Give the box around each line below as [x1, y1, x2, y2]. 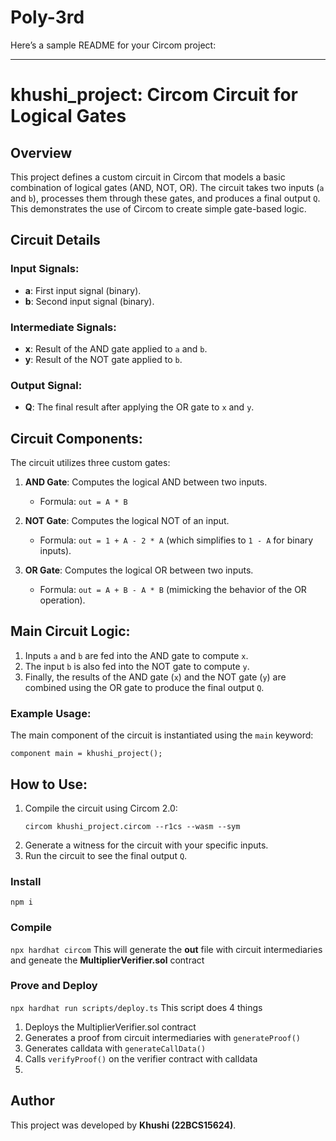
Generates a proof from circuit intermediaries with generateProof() [24, 1031, 301, 1043]
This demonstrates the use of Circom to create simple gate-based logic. [10, 202, 307, 215]
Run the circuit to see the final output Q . [24, 849, 188, 861]
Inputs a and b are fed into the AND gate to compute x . [24, 649, 249, 661]
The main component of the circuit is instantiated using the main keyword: [10, 729, 314, 741]
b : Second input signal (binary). [24, 295, 155, 307]
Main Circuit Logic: [10, 623, 131, 640]
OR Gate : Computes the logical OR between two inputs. [24, 564, 254, 576]
